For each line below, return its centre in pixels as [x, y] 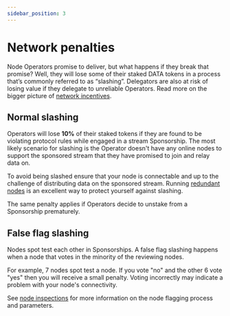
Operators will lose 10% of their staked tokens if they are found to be [105, 134]
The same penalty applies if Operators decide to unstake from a [97, 204]
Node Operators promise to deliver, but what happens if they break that [108, 67]
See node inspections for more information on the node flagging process [110, 298]
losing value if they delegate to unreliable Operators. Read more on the [107, 88]
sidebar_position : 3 [37, 13]
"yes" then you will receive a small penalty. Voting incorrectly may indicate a [115, 278]
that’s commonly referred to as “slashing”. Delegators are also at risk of [107, 81]
